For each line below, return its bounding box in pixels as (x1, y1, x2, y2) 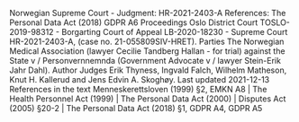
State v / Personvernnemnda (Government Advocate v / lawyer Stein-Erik (9, 56, 282, 65)
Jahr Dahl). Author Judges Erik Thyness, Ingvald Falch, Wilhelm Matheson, (9, 65, 287, 75)
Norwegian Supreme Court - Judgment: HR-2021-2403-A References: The (9, 8, 286, 18)
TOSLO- (259, 17, 291, 28)
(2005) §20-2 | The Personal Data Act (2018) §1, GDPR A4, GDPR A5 (9, 103, 263, 113)
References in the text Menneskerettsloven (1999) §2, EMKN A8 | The (9, 84, 267, 94)
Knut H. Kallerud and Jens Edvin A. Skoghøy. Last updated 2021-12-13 (9, 74, 270, 84)
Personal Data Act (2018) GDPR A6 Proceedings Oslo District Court (9, 17, 258, 28)
